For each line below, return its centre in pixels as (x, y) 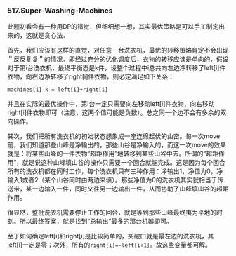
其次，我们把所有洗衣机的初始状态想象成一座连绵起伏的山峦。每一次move (114, 136)
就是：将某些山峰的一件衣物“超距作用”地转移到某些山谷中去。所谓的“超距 (113, 154)
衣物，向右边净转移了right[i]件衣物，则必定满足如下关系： (91, 76)
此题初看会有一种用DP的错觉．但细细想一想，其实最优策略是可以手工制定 (113, 27)
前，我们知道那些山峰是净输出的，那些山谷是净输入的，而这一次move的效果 (117, 145)
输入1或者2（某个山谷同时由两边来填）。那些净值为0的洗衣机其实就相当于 (112, 180)
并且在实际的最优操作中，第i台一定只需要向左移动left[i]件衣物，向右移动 (111, 104)
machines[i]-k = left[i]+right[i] (58, 90)
